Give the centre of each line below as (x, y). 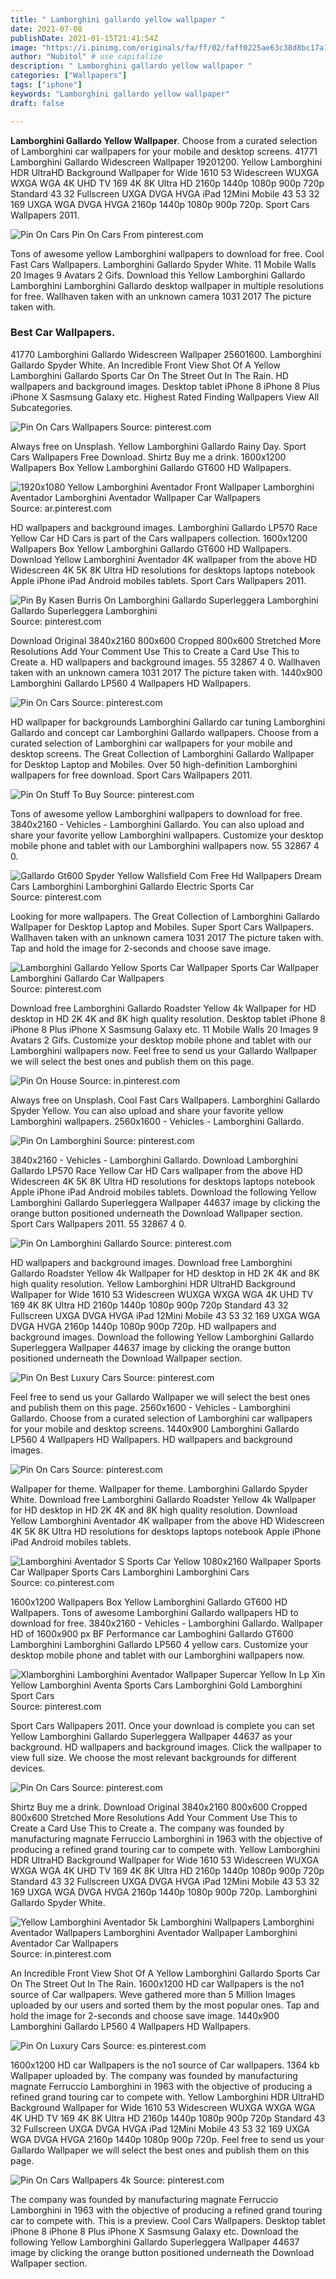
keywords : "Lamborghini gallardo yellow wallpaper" (120, 94)
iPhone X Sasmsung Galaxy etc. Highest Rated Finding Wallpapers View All (165, 397)
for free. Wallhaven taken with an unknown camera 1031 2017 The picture (161, 296)
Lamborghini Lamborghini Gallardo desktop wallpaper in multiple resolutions (167, 285)
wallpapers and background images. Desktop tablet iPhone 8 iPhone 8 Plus (165, 386)
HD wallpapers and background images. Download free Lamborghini (151, 1262)
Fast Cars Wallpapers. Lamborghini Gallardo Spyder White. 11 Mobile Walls (163, 264)
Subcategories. (41, 407)
